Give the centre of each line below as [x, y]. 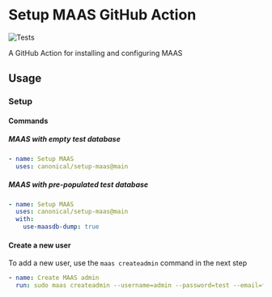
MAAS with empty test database [65, 139]
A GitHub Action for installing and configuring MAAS [96, 53]
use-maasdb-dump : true [61, 227]
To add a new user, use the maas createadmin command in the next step [128, 263]
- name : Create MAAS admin [54, 278]
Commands [28, 121]
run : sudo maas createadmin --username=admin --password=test [123, 286]
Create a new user [40, 245]
